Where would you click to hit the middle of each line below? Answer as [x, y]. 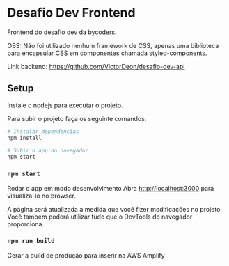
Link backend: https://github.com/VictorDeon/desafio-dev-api [96, 66]
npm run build [31, 241]
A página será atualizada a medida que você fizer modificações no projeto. [115, 209]
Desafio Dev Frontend [71, 13]
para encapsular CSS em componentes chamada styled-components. [107, 53]
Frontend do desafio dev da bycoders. [62, 32]
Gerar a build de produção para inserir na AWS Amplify [86, 255]
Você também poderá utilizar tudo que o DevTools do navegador [100, 217]
